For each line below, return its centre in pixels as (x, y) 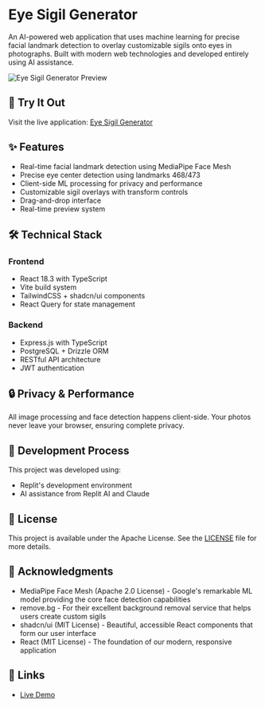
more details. (30, 546)
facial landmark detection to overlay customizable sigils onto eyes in (120, 45)
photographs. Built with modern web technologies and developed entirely (129, 53)
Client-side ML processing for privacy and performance (111, 183)
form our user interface (58, 633)
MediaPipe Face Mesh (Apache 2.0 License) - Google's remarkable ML (136, 590)
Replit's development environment (76, 485)
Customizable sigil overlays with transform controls (104, 192)
